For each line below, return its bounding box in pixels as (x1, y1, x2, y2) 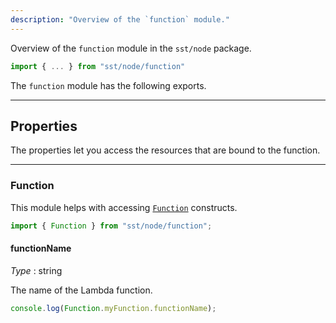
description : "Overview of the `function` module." (10, 14, 230, 25)
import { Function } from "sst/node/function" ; (10, 221, 213, 231)
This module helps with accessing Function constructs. (10, 201, 238, 213)
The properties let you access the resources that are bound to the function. (10, 144, 321, 156)
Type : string (10, 264, 63, 276)
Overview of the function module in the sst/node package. (10, 42, 252, 54)
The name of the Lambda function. (10, 284, 153, 296)
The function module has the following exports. (10, 79, 207, 91)
